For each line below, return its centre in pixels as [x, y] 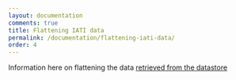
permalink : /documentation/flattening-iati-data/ [92, 38]
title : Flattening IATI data [56, 30]
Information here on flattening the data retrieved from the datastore [118, 67]
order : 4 [23, 45]
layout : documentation [46, 15]
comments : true [33, 23]
